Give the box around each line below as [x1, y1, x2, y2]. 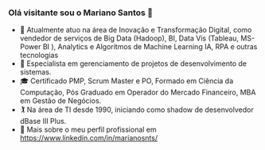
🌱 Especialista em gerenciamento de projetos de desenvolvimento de [19, 59, 247, 68]
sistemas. [19, 67, 52, 77]
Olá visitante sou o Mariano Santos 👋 [8, 7, 154, 18]
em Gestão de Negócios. [19, 96, 102, 106]
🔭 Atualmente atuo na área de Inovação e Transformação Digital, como [19, 25, 252, 35]
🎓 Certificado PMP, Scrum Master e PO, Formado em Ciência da [19, 76, 234, 86]
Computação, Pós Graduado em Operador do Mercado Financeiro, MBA [19, 87, 256, 98]
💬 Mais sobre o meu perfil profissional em [19, 125, 157, 134]
